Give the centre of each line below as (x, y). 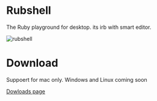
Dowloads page (26, 91)
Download (32, 63)
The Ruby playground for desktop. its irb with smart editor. (79, 27)
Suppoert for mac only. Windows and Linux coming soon (77, 79)
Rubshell (29, 11)
